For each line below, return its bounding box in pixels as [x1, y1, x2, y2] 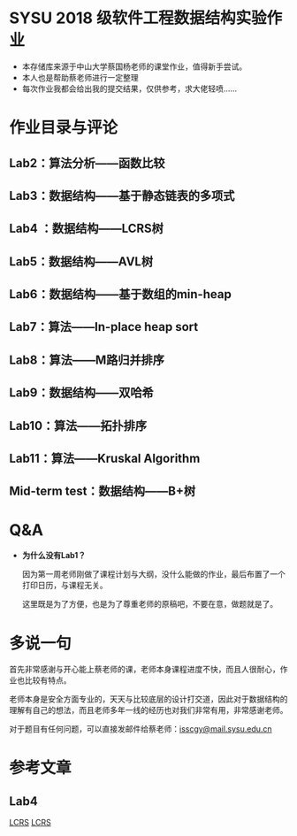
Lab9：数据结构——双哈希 [9, 386, 154, 401]
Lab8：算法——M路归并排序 [9, 352, 165, 367]
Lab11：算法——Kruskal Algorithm [9, 451, 201, 466]
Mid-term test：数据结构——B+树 [9, 484, 196, 499]
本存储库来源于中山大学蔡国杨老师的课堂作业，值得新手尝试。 [21, 61, 247, 72]
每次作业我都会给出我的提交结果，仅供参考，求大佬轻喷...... [21, 83, 237, 94]
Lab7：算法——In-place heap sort [9, 319, 199, 334]
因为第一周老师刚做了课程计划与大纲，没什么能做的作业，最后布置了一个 [21, 569, 286, 579]
